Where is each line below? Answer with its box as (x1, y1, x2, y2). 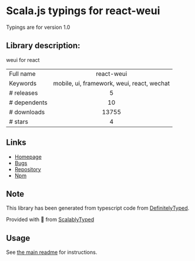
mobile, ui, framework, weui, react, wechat (53, 79, 170, 87)
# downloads (9, 108, 45, 116)
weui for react (6, 56, 40, 63)
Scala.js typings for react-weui (6, 4, 160, 18)
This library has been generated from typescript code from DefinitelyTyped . (6, 204, 190, 212)
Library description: (6, 41, 80, 51)
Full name (9, 70, 36, 78)
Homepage (14, 153, 42, 160)
